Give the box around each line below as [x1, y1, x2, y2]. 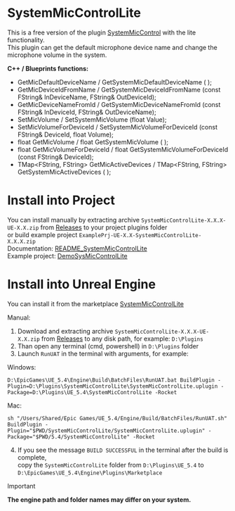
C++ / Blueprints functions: [7, 64, 89, 72]
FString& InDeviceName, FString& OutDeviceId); [17, 93, 156, 101]
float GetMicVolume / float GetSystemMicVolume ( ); [17, 137, 169, 146]
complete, [17, 453, 47, 462]
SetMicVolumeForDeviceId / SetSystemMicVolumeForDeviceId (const [17, 122, 217, 131]
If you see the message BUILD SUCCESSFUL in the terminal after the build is [17, 446, 229, 454]
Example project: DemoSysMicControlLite [7, 251, 128, 260]
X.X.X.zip [7, 238, 36, 245]
